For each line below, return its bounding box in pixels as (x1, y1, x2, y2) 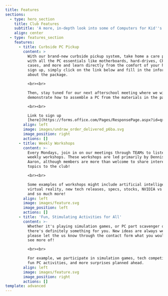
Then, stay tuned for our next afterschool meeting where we (27, 90, 157, 95)
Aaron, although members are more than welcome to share (27, 159, 149, 165)
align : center (14, 30, 43, 35)
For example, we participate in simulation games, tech (27, 256, 146, 261)
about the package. (27, 72, 68, 77)
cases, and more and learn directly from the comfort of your (27, 63, 160, 68)
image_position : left (23, 205, 68, 210)
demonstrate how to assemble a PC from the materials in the (27, 95, 157, 100)
